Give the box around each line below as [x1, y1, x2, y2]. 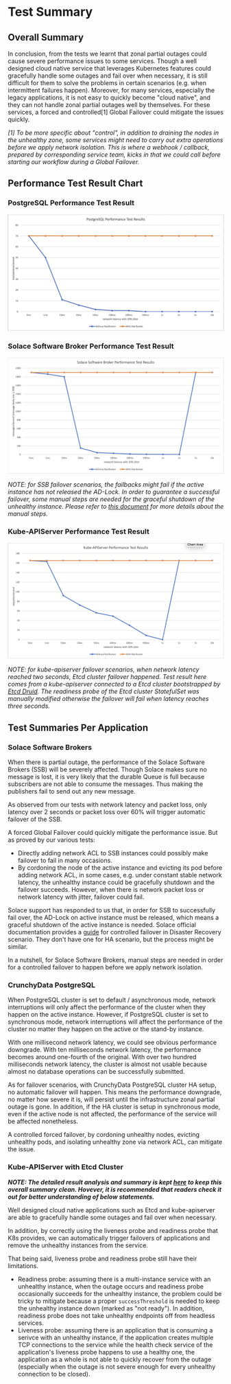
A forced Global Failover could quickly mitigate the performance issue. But [8, 829, 218, 837]
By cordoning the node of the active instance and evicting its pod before [17, 864, 223, 872]
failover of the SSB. [8, 815, 62, 824]
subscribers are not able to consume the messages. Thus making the [8, 780, 204, 788]
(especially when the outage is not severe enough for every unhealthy [17, 1362, 216, 1370]
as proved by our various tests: [8, 835, 95, 844]
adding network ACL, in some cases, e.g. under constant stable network [17, 871, 222, 879]
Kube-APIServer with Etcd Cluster [8, 1162, 124, 1172]
